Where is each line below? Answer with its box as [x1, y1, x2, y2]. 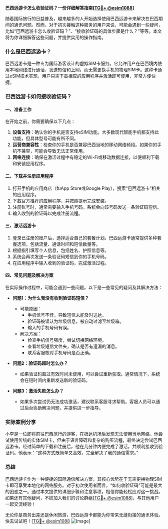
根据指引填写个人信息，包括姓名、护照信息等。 [12, 247, 109, 253]
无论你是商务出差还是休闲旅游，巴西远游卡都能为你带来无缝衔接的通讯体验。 [5, 511, 163, 517]
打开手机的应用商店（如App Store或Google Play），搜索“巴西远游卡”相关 [12, 185, 161, 191]
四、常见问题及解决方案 [5, 272, 53, 278]
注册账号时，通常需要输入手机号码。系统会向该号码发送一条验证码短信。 [12, 204, 161, 210]
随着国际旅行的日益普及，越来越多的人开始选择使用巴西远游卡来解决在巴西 [5, 16, 158, 22]
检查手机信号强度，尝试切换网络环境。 [27, 337, 106, 343]
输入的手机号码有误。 [27, 325, 71, 331]
